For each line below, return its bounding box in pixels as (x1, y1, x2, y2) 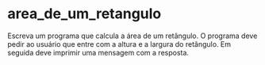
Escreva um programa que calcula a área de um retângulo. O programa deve (7, 31, 258, 40)
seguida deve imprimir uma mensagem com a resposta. (7, 48, 190, 57)
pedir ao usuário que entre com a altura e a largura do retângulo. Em (7, 39, 232, 48)
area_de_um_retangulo (7, 5, 162, 23)
